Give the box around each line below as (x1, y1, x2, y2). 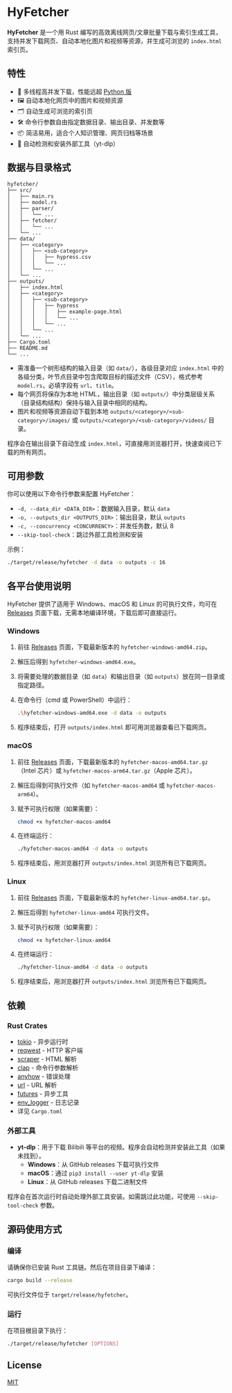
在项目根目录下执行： (7, 1326, 68, 1335)
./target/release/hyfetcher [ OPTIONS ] (7, 1340, 119, 1347)
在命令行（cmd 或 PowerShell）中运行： (17, 695, 133, 704)
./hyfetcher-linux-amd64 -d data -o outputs (17, 964, 148, 971)
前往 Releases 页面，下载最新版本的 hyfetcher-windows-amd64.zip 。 (17, 643, 211, 651)
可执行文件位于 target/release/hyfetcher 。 (7, 1290, 132, 1299)
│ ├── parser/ (7, 205, 54, 212)
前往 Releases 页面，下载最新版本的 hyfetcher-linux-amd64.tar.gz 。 (17, 893, 215, 902)
